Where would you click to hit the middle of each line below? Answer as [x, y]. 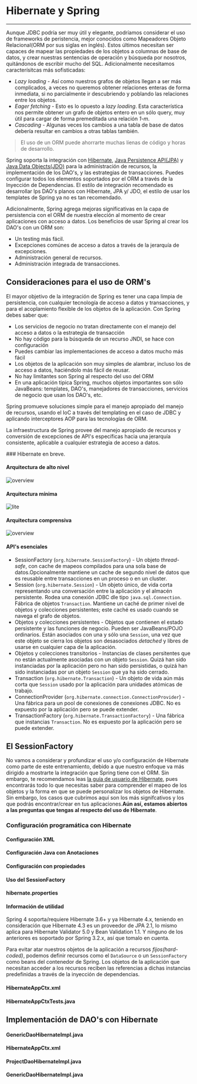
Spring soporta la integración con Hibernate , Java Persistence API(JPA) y [95, 160]
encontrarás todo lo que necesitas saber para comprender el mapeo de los [96, 785]
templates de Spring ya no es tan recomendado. [64, 197]
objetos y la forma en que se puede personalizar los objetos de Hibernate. [96, 791]
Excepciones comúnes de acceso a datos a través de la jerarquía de [97, 245]
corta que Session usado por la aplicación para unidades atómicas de [98, 684]
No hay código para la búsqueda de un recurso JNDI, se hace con [94, 339]
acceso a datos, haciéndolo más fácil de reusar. [72, 370]
